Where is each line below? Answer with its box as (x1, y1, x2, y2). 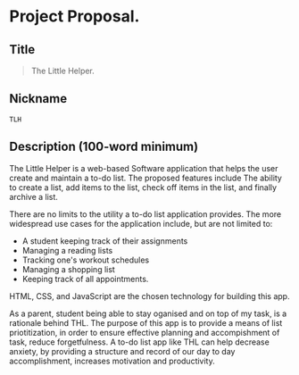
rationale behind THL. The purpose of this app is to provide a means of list (9, 317, 283, 328)
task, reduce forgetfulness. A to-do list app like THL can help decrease (9, 337, 270, 347)
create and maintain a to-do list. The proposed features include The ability (9, 172, 283, 183)
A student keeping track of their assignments (21, 235, 188, 246)
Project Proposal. (9, 6, 140, 27)
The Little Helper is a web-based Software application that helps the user (9, 162, 278, 173)
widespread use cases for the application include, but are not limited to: (9, 218, 273, 229)
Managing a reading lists (21, 245, 113, 255)
